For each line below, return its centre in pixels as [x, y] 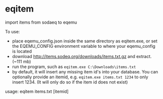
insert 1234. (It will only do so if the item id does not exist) [70, 82]
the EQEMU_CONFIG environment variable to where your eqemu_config [84, 46]
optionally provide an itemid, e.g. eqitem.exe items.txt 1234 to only [80, 77]
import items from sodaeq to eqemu [41, 22]
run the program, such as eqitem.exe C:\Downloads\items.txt [74, 67]
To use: [13, 31]
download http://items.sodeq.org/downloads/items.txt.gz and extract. [82, 56]
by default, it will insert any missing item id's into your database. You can [85, 71]
